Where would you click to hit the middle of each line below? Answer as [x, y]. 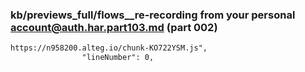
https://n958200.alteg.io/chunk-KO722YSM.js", [109, 48]
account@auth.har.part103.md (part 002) [114, 27]
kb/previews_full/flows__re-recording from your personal [153, 15]
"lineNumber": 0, [118, 58]
